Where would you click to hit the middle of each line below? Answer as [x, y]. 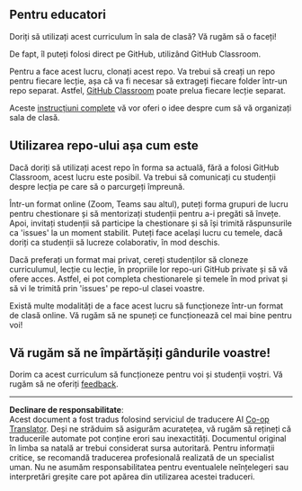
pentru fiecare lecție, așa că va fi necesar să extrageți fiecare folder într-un [148, 81]
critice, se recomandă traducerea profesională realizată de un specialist [142, 458]
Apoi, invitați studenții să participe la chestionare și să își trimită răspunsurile [151, 223]
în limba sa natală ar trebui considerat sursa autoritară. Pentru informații [142, 448]
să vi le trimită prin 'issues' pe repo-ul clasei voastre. [107, 288]
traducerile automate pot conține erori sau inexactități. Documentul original [148, 439]
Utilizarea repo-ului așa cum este [104, 146]
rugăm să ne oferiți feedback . [64, 384]
